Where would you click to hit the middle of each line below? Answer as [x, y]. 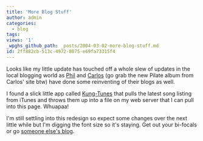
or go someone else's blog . [40, 131]
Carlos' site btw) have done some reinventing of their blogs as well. [91, 81]
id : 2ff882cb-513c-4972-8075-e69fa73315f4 [61, 52]
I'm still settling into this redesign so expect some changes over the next [97, 118]
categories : [21, 23]
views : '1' [20, 40]
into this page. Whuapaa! [37, 106]
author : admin [24, 18]
